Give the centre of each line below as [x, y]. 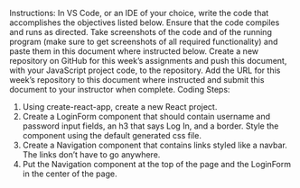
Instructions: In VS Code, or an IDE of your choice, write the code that [139, 13]
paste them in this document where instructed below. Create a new [134, 51]
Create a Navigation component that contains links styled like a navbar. [155, 145]
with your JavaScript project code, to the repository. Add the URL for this [145, 70]
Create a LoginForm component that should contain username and [146, 116]
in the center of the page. [70, 174]
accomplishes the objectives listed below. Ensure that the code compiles [145, 22]
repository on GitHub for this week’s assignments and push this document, [148, 61]
